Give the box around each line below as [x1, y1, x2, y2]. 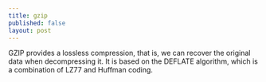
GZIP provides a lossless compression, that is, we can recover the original [8, 49, 251, 58]
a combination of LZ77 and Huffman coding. [8, 65, 154, 75]
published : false [8, 19, 66, 27]
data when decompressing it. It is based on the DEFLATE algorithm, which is [8, 57, 259, 66]
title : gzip [8, 11, 48, 20]
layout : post [8, 26, 52, 34]
